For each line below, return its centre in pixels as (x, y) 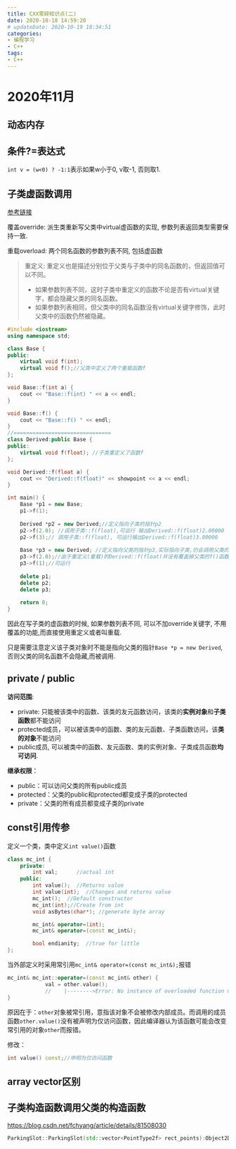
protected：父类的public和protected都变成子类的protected (102, 794)
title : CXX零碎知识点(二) (42, 14)
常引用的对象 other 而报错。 (46, 1029)
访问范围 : (21, 696)
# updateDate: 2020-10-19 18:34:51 (59, 27)
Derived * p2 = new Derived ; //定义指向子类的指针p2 (91, 524)
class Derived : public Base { (50, 440)
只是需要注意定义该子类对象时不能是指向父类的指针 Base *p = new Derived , (115, 647)
